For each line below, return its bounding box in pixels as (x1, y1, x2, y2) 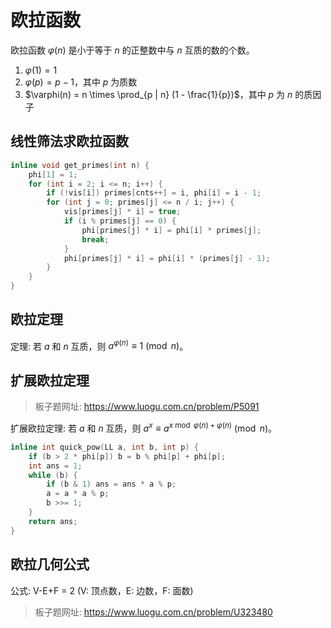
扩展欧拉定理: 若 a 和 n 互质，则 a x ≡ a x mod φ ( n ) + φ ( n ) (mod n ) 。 (10, 421, 278, 434)
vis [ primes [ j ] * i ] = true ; (63, 207, 182, 217)
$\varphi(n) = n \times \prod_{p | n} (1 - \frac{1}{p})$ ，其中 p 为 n (24, 88, 293, 100)
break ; (81, 234, 110, 245)
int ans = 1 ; (28, 461, 83, 471)
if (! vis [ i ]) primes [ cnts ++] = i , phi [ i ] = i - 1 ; (46, 188, 262, 198)
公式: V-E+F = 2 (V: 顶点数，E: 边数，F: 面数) (10, 584, 194, 596)
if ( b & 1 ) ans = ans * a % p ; (46, 479, 177, 490)
